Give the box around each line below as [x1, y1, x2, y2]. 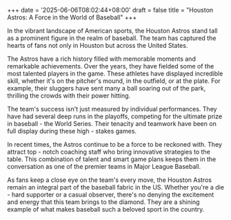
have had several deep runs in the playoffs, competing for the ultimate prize [7, 112, 223, 120]
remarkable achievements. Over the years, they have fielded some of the [7, 62, 214, 70]
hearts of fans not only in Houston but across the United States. [7, 42, 188, 49]
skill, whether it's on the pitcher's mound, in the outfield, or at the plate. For [7, 77, 221, 85]
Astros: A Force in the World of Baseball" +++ [7, 13, 137, 21]
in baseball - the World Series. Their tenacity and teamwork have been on [7, 120, 217, 127]
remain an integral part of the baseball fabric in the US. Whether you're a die [7, 183, 224, 191]
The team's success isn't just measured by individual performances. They [7, 105, 217, 113]
